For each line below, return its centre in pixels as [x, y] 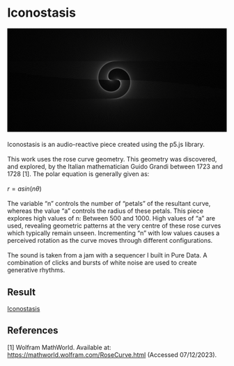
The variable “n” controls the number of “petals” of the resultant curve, [109, 204]
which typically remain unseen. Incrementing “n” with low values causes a [114, 233]
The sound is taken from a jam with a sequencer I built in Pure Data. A [107, 255]
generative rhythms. [36, 270]
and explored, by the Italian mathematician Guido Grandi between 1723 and [115, 167]
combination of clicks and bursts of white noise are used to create [102, 263]
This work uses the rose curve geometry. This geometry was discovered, [112, 159]
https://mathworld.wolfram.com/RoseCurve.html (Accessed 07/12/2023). [112, 355]
